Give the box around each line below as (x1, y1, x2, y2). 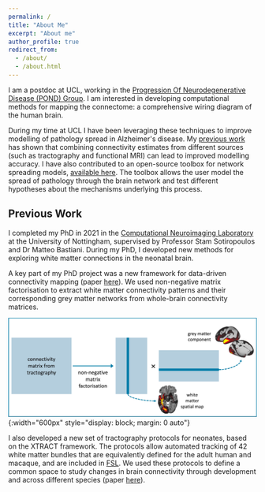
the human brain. (8, 110, 64, 120)
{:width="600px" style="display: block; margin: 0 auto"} (8, 418, 191, 427)
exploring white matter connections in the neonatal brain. (8, 253, 194, 263)
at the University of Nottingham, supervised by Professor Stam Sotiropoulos (8, 237, 256, 246)
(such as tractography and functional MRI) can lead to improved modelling (8, 151, 250, 160)
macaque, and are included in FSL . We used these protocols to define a (8, 458, 241, 468)
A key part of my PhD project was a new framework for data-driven (8, 268, 227, 278)
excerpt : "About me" (8, 29, 77, 37)
